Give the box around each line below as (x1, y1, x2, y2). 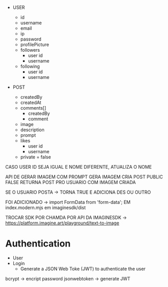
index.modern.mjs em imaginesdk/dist (5, 204, 86, 211)
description (20, 127, 45, 133)
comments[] (20, 105, 46, 111)
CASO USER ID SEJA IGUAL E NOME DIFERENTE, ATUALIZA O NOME (5, 164, 152, 170)
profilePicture (20, 42, 50, 48)
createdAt (20, 99, 41, 106)
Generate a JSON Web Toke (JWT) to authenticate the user (20, 265, 146, 272)
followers (20, 47, 40, 53)
